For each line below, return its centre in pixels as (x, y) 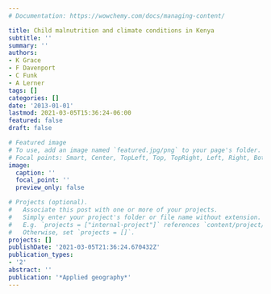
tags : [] (23, 90)
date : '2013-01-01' (41, 106)
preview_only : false (50, 188)
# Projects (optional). (48, 203)
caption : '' (36, 173)
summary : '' (28, 45)
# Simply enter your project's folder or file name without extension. (135, 217)
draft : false (30, 128)
